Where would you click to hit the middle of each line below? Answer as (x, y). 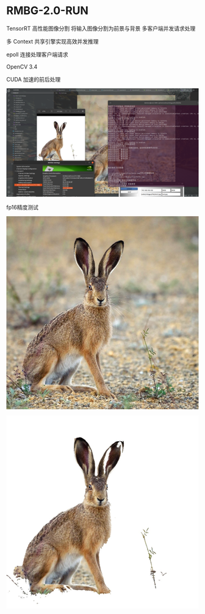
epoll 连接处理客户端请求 (37, 54)
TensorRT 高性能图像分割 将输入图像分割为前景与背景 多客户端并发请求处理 (101, 28)
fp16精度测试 (22, 207)
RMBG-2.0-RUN (47, 11)
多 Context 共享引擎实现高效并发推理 (52, 41)
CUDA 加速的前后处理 (34, 79)
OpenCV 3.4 (22, 66)
